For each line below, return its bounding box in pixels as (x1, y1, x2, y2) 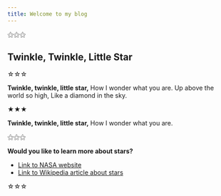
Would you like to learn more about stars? (7, 147, 133, 155)
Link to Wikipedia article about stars (17, 168, 123, 177)
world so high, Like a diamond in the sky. (7, 91, 127, 100)
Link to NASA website (17, 161, 82, 170)
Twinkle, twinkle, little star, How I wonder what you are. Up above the (7, 83, 215, 93)
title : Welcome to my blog (7, 10, 88, 18)
